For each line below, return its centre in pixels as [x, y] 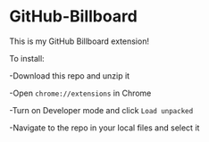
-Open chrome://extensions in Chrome [80, 93]
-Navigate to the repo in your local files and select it [104, 128]
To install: [27, 58]
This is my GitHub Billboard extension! [79, 41]
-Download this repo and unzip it [70, 75]
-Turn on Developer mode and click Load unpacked [101, 110]
